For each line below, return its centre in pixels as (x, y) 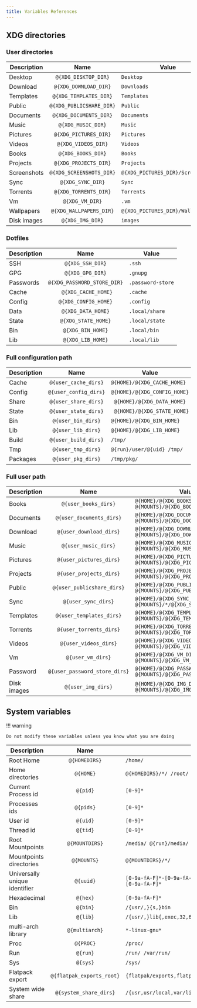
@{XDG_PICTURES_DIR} (82, 135)
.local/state (147, 321)
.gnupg (138, 273)
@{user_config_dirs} (77, 392)
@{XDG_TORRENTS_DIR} (82, 192)
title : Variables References (42, 11)
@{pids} (85, 807)
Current (20, 787)
